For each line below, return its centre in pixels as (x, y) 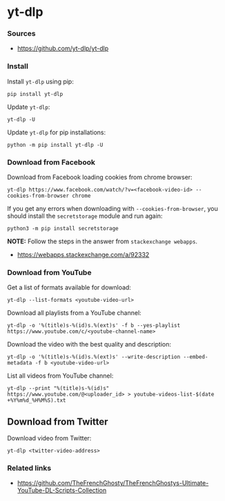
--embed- (196, 357)
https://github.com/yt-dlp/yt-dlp (63, 48)
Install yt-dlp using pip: (40, 81)
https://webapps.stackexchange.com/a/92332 (83, 255)
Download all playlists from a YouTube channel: (74, 313)
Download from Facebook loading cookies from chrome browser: (100, 177)
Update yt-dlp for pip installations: (56, 132)
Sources (21, 34)
